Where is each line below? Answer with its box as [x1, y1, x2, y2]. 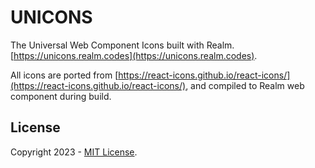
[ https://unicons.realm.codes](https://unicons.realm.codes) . [10, 49, 258, 61]
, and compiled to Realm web [185, 79, 305, 91]
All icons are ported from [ [10, 69, 119, 81]
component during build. [10, 90, 112, 102]
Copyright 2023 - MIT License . [10, 146, 138, 158]
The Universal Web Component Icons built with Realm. [10, 39, 235, 51]
